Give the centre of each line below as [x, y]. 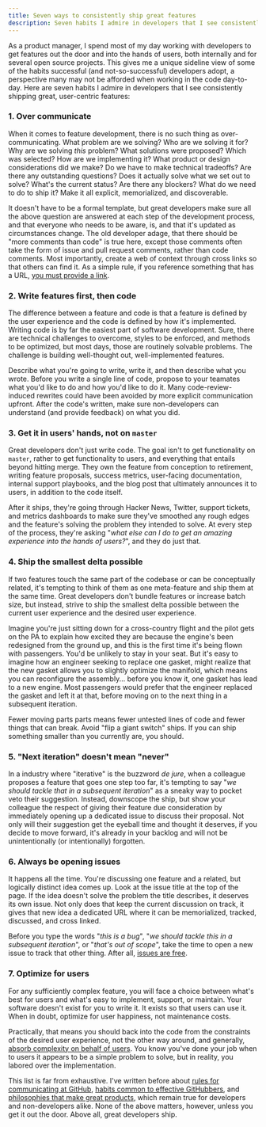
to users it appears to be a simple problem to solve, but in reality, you [121, 1057]
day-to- [235, 79]
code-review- [209, 387]
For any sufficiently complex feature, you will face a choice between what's [131, 991]
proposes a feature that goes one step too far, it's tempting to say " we [123, 782]
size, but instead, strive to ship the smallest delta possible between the [124, 604]
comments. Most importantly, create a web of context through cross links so [133, 258]
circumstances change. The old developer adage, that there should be [123, 233]
